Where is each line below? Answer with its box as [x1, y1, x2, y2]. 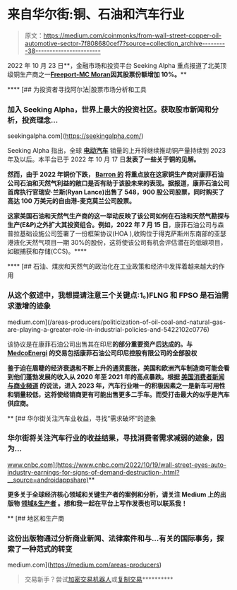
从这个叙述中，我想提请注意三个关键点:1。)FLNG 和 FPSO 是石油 [7, 291, 222, 301]
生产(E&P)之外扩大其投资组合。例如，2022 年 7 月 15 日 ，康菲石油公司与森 [7, 221, 224, 229]
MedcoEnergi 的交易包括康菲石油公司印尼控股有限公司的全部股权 [7, 348, 197, 357]
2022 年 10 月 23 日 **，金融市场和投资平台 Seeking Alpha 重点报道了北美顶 [7, 61, 227, 69]
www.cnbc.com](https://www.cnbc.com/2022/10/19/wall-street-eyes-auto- [7, 461, 227, 469]
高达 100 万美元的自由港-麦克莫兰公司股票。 [7, 197, 136, 205]
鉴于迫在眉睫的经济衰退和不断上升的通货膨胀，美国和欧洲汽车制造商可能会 [7, 364, 224, 372]
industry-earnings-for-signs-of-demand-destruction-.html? [7, 468, 180, 476]
